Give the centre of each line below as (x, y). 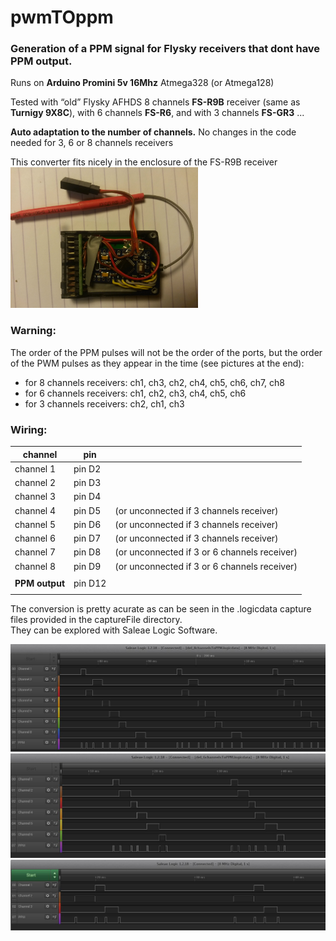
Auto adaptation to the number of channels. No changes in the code (153, 132)
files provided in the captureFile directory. (96, 619)
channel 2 (35, 483)
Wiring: (29, 429)
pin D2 (87, 468)
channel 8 (35, 566)
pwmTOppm (62, 17)
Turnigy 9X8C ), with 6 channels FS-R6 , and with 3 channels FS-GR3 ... (157, 113)
